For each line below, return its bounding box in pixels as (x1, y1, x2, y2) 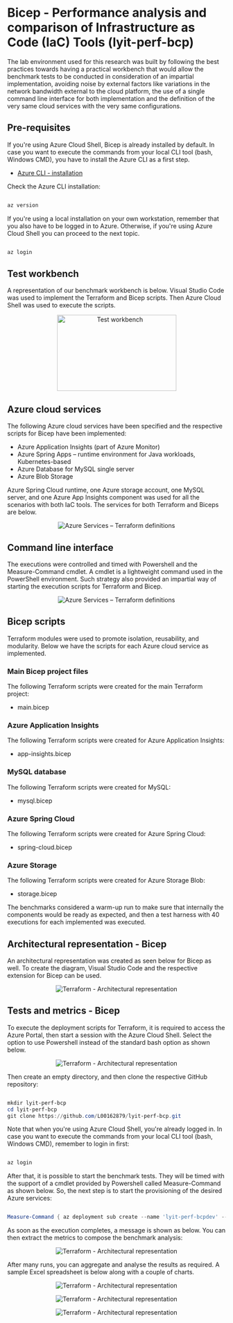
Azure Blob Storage (17, 472, 74, 481)
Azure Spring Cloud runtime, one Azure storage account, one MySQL (7, 486, 205, 495)
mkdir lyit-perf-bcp (7, 1099, 67, 1107)
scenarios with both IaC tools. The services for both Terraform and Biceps (7, 501, 219, 509)
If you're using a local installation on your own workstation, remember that (7, 214, 220, 223)
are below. (7, 508, 37, 516)
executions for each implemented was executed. (7, 918, 146, 927)
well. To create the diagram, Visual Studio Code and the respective (7, 964, 198, 972)
